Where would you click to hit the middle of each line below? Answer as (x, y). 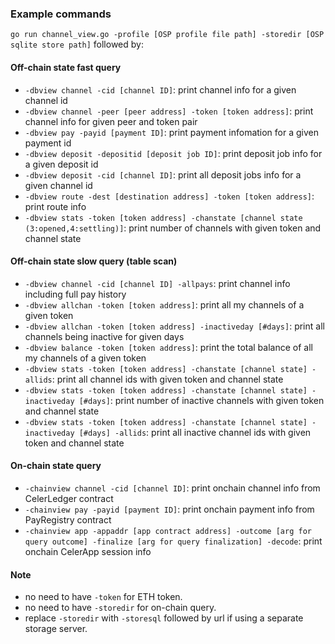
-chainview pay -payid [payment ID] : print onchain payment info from (169, 509)
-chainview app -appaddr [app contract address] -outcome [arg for (168, 531)
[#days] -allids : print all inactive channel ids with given (195, 432)
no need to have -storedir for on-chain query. (120, 608)
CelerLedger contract (69, 498)
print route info (55, 206)
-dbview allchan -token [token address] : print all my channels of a (164, 304)
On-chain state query (56, 466)
